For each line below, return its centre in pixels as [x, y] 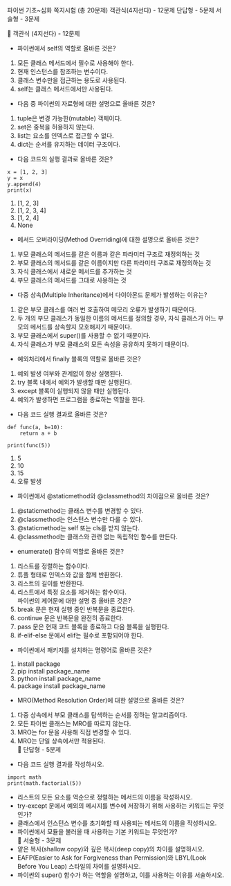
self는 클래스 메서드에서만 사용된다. [65, 89]
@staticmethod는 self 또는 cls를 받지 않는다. [78, 528]
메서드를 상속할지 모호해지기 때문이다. [81, 327]
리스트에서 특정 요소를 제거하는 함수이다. [72, 592]
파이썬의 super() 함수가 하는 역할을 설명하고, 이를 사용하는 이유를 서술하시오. [121, 875]
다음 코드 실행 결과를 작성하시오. [61, 764]
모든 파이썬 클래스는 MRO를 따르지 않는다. [74, 723]
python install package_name [59, 678]
